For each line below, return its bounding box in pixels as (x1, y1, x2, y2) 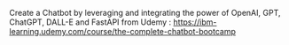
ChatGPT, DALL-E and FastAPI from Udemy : (9, 17, 172, 27)
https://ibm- (173, 17, 217, 27)
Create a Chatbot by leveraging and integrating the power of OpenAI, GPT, (9, 8, 281, 18)
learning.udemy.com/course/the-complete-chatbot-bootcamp (9, 26, 237, 36)
